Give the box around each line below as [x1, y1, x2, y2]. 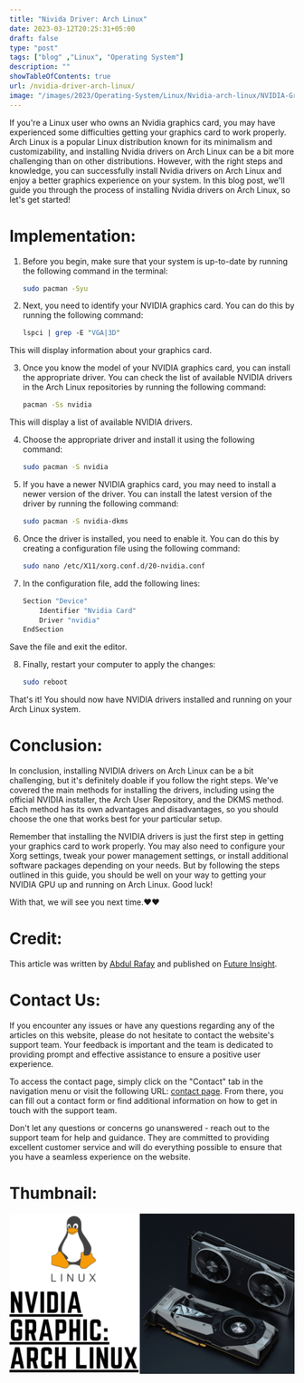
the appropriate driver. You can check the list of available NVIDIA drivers [22, 372, 293, 383]
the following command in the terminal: [22, 265, 168, 276]
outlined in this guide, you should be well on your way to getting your [9, 869, 267, 880]
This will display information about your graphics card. [9, 345, 213, 356]
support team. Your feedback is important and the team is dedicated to [9, 1040, 274, 1050]
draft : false [9, 34, 59, 43]
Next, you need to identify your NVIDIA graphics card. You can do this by [22, 300, 295, 312]
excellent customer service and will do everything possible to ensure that [9, 1142, 282, 1152]
